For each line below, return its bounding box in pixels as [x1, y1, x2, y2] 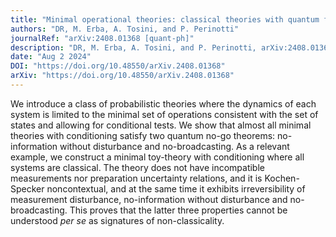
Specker [10, 182, 45, 195]
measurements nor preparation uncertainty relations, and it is [10, 172, 263, 184]
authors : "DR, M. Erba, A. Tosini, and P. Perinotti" [10, 24, 240, 34]
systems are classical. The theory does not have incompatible [10, 161, 265, 173]
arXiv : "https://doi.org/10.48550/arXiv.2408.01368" [10, 71, 235, 81]
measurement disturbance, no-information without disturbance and [10, 193, 288, 205]
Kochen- [264, 172, 300, 184]
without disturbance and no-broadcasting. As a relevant [59, 140, 290, 152]
